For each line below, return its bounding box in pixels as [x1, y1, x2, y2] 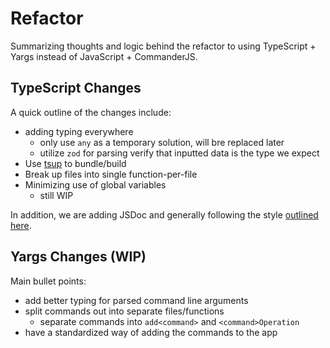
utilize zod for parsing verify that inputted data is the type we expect [39, 147, 320, 159]
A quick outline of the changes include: [10, 106, 172, 118]
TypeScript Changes [10, 80, 142, 97]
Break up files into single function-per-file [24, 168, 198, 180]
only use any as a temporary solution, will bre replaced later [39, 136, 285, 148]
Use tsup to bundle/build [24, 157, 127, 169]
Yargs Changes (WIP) [10, 248, 147, 266]
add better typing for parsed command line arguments [24, 294, 249, 306]
